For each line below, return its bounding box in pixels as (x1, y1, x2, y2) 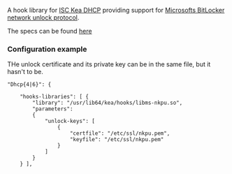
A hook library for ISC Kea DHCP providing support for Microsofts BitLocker (7, 6, 225, 14)
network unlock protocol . (7, 13, 80, 22)
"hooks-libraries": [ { (20, 94, 89, 101)
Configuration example (7, 44, 87, 54)
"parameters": (32, 106, 73, 113)
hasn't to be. (7, 68, 44, 76)
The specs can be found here (7, 27, 92, 35)
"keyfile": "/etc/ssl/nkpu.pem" (69, 136, 164, 143)
